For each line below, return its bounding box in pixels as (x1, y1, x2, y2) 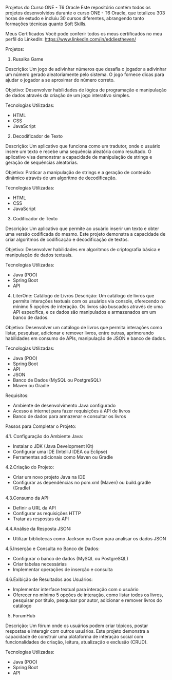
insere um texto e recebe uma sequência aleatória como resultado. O (5, 148, 151, 155)
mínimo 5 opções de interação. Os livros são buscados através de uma (12, 304, 163, 310)
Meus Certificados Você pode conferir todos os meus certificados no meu (5, 31, 163, 36)
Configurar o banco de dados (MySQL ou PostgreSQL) (12, 556, 128, 561)
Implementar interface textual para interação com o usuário (12, 587, 139, 592)
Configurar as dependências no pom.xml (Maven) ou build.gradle (12, 480, 151, 485)
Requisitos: (5, 392, 29, 399)
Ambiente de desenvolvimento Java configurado (12, 403, 116, 408)
